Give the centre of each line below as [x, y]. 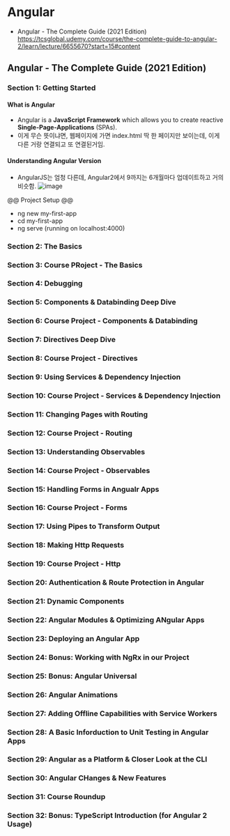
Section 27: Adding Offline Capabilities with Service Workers [112, 713]
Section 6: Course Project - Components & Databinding [102, 321]
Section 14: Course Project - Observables [79, 470]
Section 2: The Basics [45, 246]
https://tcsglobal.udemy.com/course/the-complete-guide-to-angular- [117, 38]
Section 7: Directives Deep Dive [62, 340]
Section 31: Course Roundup [56, 797]
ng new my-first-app [47, 213]
